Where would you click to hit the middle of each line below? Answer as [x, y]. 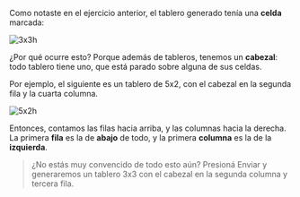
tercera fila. [53, 184]
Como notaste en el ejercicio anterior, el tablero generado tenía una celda [146, 13]
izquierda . [28, 147]
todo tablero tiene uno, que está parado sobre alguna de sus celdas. [136, 67]
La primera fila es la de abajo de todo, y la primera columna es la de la [141, 137]
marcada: [27, 22]
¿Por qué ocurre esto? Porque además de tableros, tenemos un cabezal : [144, 57]
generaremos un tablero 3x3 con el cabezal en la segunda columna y [159, 174]
